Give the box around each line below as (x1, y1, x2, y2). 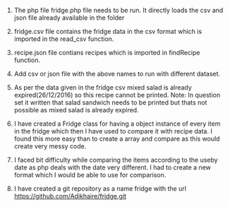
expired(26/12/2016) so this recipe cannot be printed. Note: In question (13, 91, 221, 99)
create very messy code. (13, 142, 87, 150)
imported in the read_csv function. (13, 35, 114, 43)
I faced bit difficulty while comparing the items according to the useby (13, 155, 218, 164)
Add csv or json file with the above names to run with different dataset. (13, 70, 221, 78)
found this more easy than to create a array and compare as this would (13, 134, 220, 143)
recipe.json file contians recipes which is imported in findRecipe (13, 49, 200, 57)
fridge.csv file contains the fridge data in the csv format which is (13, 28, 202, 35)
